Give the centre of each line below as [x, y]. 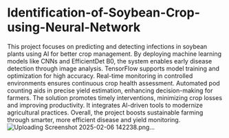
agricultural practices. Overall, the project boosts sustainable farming [105, 112]
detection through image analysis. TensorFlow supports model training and [113, 68]
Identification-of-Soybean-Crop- [104, 13]
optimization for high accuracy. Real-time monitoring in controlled [100, 76]
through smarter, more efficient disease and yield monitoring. [94, 119]
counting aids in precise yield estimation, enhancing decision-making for [110, 90]
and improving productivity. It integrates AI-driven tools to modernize [105, 105]
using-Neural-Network [74, 27]
